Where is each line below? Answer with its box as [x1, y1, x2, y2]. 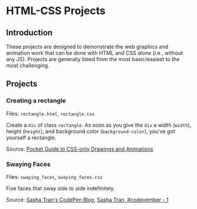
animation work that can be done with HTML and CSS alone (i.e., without [6, 49, 183, 57]
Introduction [6, 28, 53, 38]
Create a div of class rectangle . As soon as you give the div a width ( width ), [6, 121, 192, 128]
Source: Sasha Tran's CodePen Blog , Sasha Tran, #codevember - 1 [6, 196, 169, 203]
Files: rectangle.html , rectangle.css [6, 110, 95, 117]
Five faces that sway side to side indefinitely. [6, 184, 115, 192]
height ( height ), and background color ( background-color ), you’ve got [6, 128, 175, 135]
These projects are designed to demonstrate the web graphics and [6, 43, 169, 50]
